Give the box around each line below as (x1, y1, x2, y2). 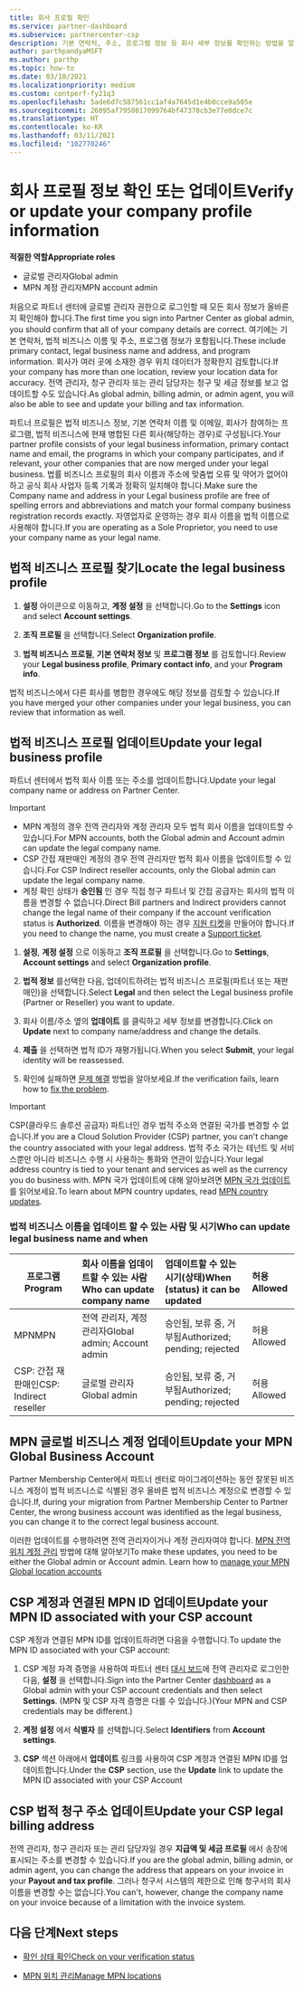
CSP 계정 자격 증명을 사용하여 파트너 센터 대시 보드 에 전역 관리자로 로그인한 (22, 1663, 290, 1674)
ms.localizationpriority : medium (9, 81, 136, 90)
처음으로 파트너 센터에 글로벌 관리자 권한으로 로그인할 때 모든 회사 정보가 (9, 300, 265, 312)
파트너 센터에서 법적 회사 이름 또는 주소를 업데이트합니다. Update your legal (9, 775, 276, 786)
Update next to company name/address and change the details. (22, 1026, 261, 1037)
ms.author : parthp (9, 55, 79, 64)
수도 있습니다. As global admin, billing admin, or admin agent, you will (40, 388, 294, 399)
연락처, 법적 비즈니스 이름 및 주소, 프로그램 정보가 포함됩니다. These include (18, 335, 287, 346)
